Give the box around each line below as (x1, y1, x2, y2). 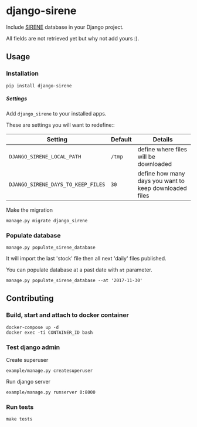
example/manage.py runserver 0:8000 (6, 389, 96, 395)
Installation (6, 69, 39, 77)
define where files (137, 145, 188, 153)
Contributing (6, 293, 54, 303)
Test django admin (6, 343, 60, 351)
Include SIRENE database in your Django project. (6, 23, 124, 30)
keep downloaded (137, 184, 188, 192)
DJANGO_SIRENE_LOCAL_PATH (9, 153, 81, 160)
